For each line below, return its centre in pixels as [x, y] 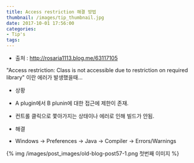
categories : [21, 29]
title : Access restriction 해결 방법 [52, 12]
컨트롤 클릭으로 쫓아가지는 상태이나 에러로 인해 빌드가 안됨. [85, 116]
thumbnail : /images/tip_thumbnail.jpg [55, 18]
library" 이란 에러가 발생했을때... [45, 77]
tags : [13, 40]
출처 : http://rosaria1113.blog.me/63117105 [66, 58]
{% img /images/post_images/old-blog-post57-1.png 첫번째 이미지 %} [93, 153]
